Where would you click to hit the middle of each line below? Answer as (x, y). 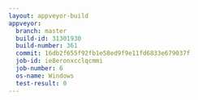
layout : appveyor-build (49, 16)
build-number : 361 (47, 46)
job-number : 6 (39, 69)
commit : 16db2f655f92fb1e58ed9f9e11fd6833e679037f (103, 53)
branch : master (41, 31)
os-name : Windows (45, 76)
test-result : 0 (41, 83)
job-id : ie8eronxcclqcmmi (60, 61)
